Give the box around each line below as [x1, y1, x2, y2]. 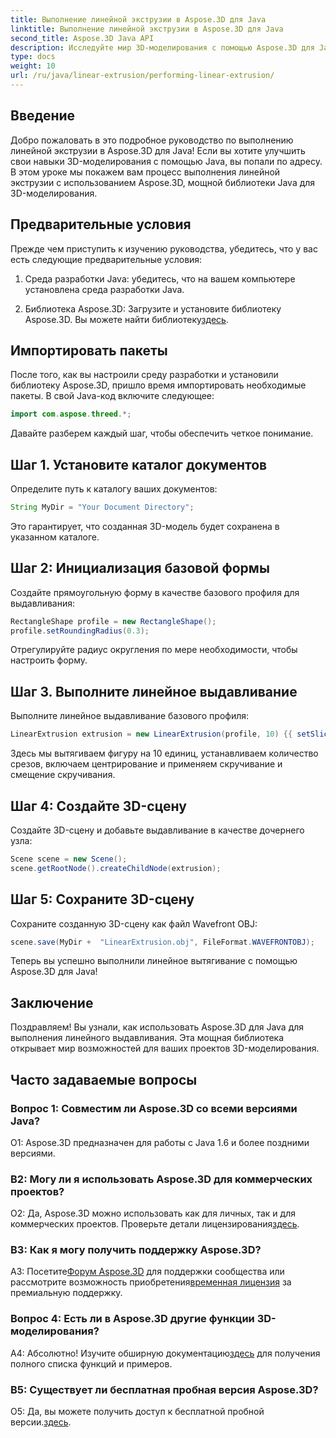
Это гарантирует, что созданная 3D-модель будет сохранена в [10, 520, 280, 532]
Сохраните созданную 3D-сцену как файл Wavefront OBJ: [10, 917, 258, 930]
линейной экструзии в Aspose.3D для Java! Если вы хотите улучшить [10, 144, 306, 156]
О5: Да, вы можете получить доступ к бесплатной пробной [10, 1406, 265, 1418]
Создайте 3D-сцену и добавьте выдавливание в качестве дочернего [10, 824, 305, 836]
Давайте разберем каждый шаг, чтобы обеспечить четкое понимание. [10, 427, 314, 440]
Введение [10, 107, 76, 125]
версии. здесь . [10, 1416, 72, 1428]
